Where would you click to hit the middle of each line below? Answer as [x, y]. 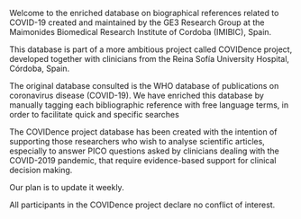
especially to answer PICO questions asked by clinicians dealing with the [144, 151]
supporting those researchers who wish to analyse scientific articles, [137, 141]
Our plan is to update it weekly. [67, 187]
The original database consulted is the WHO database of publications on [144, 86]
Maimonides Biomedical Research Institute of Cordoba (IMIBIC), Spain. [141, 32]
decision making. [41, 170]
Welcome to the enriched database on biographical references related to [144, 13]
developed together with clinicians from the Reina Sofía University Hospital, [150, 59]
